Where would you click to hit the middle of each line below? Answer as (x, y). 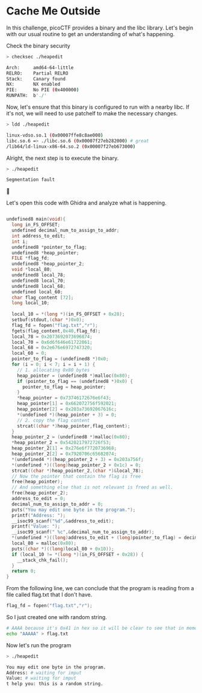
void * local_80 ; (32, 270)
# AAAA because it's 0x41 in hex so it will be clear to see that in (95, 628)
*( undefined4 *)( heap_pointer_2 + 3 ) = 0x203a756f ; (78, 459)
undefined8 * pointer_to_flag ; (49, 247)
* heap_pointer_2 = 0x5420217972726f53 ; (62, 443)
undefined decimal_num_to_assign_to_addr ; (66, 230)
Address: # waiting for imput (44, 673)
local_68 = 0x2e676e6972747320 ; (52, 348)
